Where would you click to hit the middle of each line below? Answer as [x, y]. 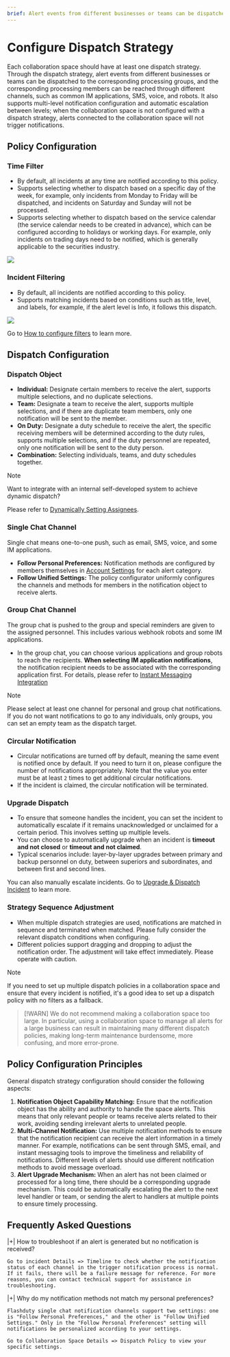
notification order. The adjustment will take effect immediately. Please [115, 952]
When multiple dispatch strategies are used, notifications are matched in [119, 922]
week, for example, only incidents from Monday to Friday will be [107, 196]
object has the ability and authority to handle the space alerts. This [111, 1109]
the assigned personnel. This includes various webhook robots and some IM [115, 632]
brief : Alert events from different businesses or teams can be [101, 13]
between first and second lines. [61, 869]
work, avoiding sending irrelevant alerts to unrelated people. [102, 1123]
